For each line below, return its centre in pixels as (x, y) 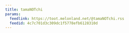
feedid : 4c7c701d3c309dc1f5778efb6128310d (54, 23)
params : (13, 14)
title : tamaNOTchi (24, 9)
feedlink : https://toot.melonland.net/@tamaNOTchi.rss (67, 18)
